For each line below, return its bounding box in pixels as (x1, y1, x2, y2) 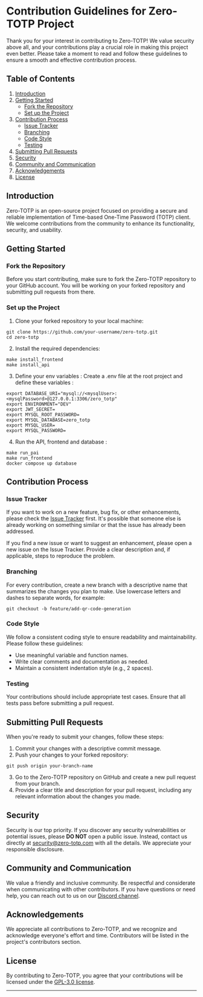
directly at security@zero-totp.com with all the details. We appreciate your (6, 839, 192, 847)
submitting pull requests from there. (6, 288, 95, 295)
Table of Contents (6, 74, 76, 84)
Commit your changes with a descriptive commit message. (14, 744, 162, 752)
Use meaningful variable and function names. (14, 651, 129, 659)
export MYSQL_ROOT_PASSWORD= (6, 411, 80, 418)
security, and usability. (6, 226, 62, 233)
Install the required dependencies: (14, 344, 101, 352)
